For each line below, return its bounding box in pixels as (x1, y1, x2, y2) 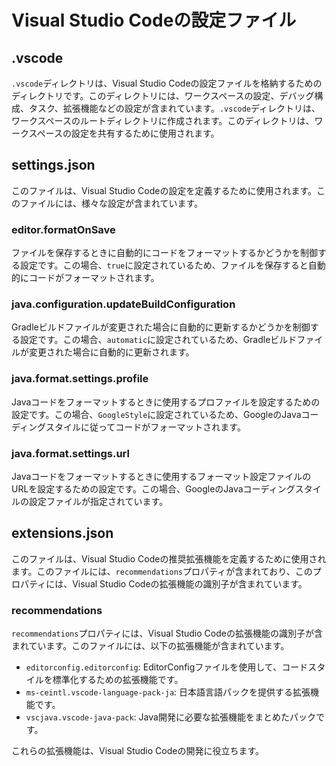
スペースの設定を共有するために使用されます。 (28, 127, 220, 139)
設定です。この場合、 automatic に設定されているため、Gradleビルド (19, 334, 298, 346)
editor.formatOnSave (11, 222, 116, 236)
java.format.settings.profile (11, 372, 149, 386)
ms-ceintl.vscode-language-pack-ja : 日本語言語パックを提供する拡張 (25, 686, 311, 698)
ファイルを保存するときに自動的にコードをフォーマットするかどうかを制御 (11, 247, 318, 259)
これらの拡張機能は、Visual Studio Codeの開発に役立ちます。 (11, 745, 264, 757)
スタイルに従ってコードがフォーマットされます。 (45, 421, 246, 433)
